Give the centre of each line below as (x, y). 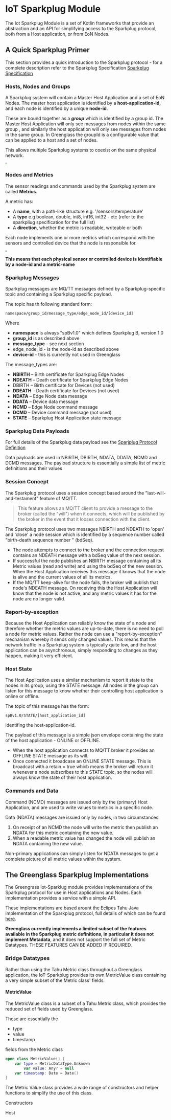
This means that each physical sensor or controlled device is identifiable (84, 259)
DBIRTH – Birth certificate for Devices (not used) (64, 385)
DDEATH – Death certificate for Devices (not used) (66, 391)
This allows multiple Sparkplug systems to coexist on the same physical (81, 150)
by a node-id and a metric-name (40, 264)
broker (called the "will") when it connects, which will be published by (91, 513)
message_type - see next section (48, 344)
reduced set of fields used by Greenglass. (49, 1009)
